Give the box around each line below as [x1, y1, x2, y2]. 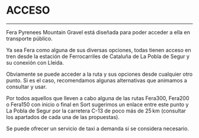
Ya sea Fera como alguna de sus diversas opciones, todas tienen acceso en [6, 46, 191, 53]
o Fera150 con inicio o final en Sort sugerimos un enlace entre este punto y [6, 101, 189, 108]
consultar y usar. [6, 83, 47, 90]
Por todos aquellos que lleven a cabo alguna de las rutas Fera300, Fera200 [6, 94, 190, 101]
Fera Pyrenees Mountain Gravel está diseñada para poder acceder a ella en [6, 28, 191, 36]
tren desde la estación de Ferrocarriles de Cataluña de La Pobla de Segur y [6, 53, 190, 60]
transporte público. [6, 35, 53, 42]
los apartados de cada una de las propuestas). [6, 113, 120, 120]
